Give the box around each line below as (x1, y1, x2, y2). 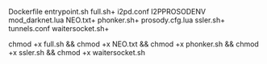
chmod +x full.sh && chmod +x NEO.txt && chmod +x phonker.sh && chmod (8, 39, 260, 49)
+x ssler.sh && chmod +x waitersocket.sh (8, 48, 146, 57)
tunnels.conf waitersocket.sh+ (8, 24, 110, 33)
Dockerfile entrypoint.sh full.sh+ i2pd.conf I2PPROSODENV (8, 7, 207, 16)
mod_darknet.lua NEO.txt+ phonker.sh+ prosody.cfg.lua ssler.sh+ (8, 15, 226, 25)
